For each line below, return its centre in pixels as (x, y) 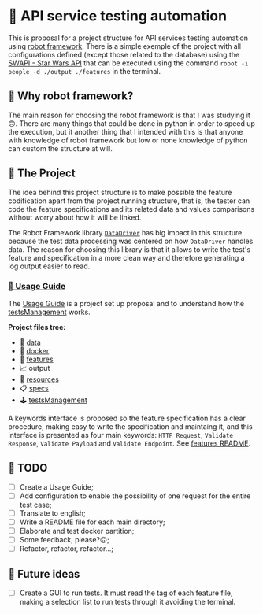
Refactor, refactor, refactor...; (67, 549)
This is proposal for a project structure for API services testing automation (128, 38)
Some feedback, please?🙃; (65, 539)
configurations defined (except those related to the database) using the (124, 54)
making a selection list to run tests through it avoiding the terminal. (128, 601)
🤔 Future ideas (44, 574)
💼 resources (39, 379)
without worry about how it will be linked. (75, 217)
